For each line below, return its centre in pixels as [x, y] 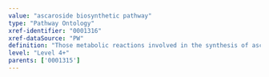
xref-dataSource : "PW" [46, 38]
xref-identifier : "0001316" [55, 30]
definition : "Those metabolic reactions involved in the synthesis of [128, 46]
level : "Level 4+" [39, 53]
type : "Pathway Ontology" [51, 23]
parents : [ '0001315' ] [44, 61]
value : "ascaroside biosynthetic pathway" [80, 16]
